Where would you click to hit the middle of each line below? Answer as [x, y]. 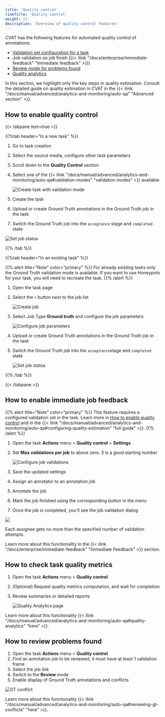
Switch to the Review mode [40, 674]
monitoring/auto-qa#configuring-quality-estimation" [58, 428]
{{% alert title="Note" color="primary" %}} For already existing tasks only [81, 267]
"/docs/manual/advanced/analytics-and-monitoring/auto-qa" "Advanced [80, 94]
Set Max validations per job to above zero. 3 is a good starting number [85, 453]
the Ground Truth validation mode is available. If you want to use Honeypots [82, 273]
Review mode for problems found [46, 68]
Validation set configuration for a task [51, 53]
